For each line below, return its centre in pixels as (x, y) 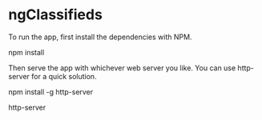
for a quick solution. (64, 76)
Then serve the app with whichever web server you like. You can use (122, 68)
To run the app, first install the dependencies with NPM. (100, 37)
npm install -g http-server (51, 92)
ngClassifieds (55, 15)
